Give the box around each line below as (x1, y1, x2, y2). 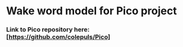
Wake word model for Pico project (6, 4, 177, 18)
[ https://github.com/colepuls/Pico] (6, 33, 110, 41)
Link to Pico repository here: (6, 26, 90, 34)
